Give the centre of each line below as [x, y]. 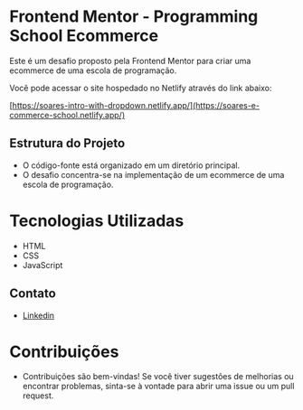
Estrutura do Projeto [67, 143]
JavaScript [43, 265]
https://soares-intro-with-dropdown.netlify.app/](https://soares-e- [136, 105]
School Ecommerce [84, 36]
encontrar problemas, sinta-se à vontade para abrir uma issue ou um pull [158, 387]
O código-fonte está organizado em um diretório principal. [131, 165]
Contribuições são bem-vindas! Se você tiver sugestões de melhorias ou [158, 377]
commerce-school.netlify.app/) [67, 115]
